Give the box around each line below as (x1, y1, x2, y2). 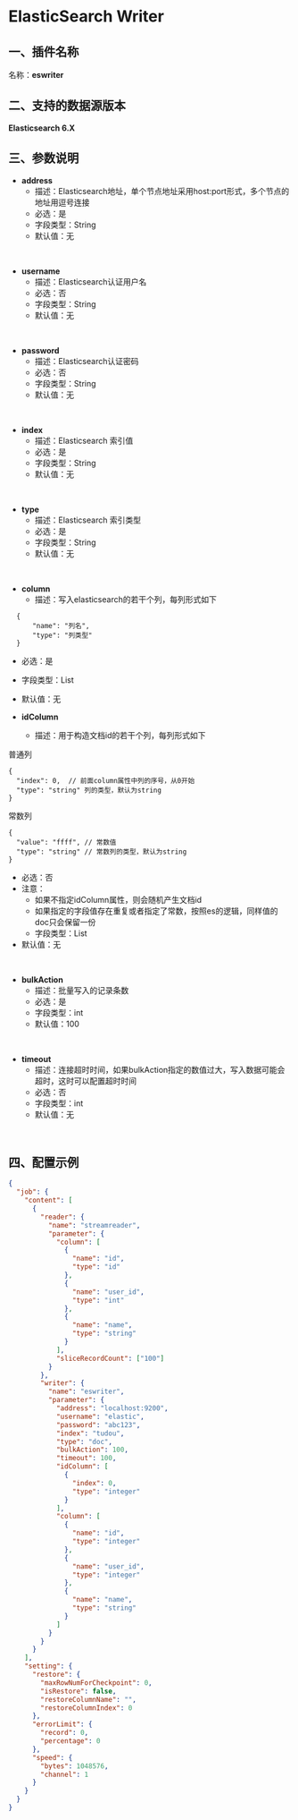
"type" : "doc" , (55, 1437, 113, 1446)
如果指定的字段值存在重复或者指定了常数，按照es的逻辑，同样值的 (34, 906, 278, 916)
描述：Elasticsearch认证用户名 (34, 276, 147, 287)
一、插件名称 (8, 44, 79, 59)
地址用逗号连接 (34, 197, 90, 208)
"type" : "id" (71, 1263, 121, 1271)
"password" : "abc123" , (55, 1420, 141, 1429)
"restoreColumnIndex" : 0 (40, 1703, 133, 1713)
